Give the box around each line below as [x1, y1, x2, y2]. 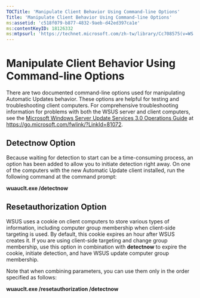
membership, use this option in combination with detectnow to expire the [6, 243, 187, 250]
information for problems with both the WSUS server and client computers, [6, 108, 190, 115]
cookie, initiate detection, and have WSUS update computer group [6, 249, 169, 257]
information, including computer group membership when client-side [6, 224, 176, 231]
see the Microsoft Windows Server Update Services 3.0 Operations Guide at [6, 115, 194, 122]
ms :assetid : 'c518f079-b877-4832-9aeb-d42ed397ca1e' [6, 20, 140, 26]
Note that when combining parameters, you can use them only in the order [6, 267, 190, 275]
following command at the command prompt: [6, 173, 117, 180]
